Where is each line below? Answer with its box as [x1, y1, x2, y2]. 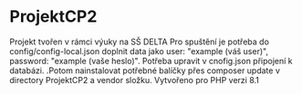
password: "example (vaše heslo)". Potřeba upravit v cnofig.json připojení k [9, 55, 294, 66]
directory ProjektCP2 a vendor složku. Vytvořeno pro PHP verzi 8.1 [9, 74, 260, 85]
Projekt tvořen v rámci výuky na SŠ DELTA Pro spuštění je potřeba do [9, 36, 269, 47]
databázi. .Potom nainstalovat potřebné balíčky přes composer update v [9, 65, 281, 76]
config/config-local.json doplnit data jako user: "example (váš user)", [9, 45, 269, 56]
